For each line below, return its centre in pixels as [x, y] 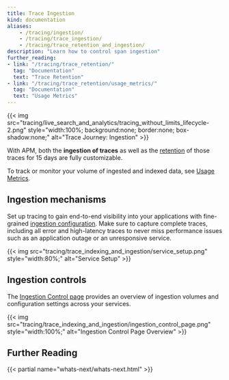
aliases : [19, 26]
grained [18, 223]
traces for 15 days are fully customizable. [65, 158]
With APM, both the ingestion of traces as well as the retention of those [108, 150]
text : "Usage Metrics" [45, 96]
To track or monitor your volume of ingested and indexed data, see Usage [111, 171]
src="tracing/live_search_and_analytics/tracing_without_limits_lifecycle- [108, 123]
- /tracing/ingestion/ [52, 32]
